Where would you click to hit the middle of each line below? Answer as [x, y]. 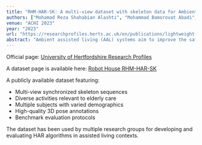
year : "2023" [23, 29]
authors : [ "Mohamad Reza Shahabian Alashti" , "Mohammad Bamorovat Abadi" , [102, 17]
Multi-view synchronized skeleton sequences [71, 92]
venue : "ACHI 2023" [31, 23]
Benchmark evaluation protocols [55, 117]
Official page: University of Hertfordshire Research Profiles [79, 57]
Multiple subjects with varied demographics [69, 105]
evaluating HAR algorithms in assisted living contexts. [73, 135]
